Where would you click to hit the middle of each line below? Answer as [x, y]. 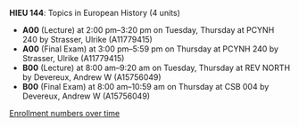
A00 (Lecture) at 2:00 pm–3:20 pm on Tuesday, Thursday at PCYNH [148, 30]
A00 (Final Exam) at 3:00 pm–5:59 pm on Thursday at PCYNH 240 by [150, 49]
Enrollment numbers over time [65, 113]
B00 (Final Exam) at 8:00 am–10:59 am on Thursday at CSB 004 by [145, 87]
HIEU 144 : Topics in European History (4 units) [95, 13]
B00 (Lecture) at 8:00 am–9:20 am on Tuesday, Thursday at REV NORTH [156, 67]
